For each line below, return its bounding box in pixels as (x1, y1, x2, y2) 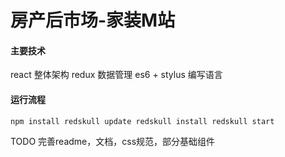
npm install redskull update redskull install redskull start (10, 116, 275, 126)
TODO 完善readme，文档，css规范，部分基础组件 (10, 135, 216, 147)
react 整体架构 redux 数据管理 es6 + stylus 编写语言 (10, 69, 223, 81)
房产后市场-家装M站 (10, 9, 176, 32)
